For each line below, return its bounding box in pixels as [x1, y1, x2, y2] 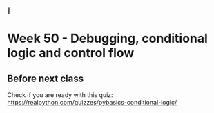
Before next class [7, 72, 84, 84]
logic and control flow [7, 45, 135, 61]
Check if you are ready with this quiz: [7, 91, 113, 99]
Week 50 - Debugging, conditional [7, 31, 208, 46]
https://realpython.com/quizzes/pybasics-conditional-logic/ [7, 99, 177, 106]
